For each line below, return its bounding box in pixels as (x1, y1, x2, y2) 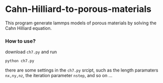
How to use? (5, 37, 36, 44)
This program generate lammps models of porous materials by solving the (5, 20, 157, 26)
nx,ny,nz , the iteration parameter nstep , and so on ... (5, 73, 113, 79)
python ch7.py (5, 59, 35, 64)
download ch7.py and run (5, 49, 57, 55)
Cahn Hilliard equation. (5, 25, 52, 31)
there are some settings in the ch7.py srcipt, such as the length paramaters (5, 67, 159, 73)
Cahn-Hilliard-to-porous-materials (5, 3, 152, 15)
